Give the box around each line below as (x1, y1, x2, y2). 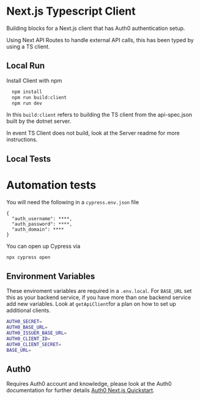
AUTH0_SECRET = (6, 319, 43, 325)
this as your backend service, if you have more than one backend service (6, 294, 191, 301)
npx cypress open (6, 254, 51, 261)
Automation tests (6, 178, 97, 192)
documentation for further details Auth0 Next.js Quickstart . (6, 387, 155, 394)
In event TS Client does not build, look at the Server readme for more (6, 130, 180, 137)
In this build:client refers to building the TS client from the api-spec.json (6, 111, 193, 119)
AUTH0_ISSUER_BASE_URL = (6, 330, 67, 336)
